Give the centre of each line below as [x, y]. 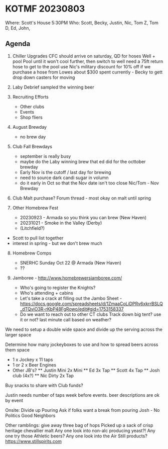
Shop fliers [31, 117]
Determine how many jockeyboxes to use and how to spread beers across [82, 344]
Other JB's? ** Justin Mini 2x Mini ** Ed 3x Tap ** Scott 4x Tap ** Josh [86, 370]
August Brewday [29, 127]
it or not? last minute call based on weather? [66, 319]
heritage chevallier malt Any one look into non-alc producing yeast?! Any [80, 430]
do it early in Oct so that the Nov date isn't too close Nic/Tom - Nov [90, 183]
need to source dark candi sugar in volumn [64, 177]
